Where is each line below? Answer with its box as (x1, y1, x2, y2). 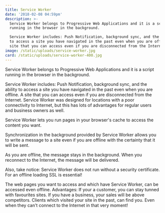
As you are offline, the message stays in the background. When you (5, 151, 142, 158)
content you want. (5, 122, 42, 128)
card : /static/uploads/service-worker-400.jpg (5, 53, 102, 58)
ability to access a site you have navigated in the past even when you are (5, 86, 153, 92)
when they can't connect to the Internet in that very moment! (5, 202, 128, 208)
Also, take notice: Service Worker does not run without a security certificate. (5, 166, 160, 173)
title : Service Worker (5, 7, 52, 12)
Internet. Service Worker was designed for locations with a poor (5, 97, 135, 103)
